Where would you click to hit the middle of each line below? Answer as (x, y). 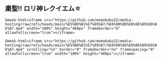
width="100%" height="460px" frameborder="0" (73, 28)
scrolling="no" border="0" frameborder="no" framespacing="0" (91, 49)
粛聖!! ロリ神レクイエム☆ (43, 9)
